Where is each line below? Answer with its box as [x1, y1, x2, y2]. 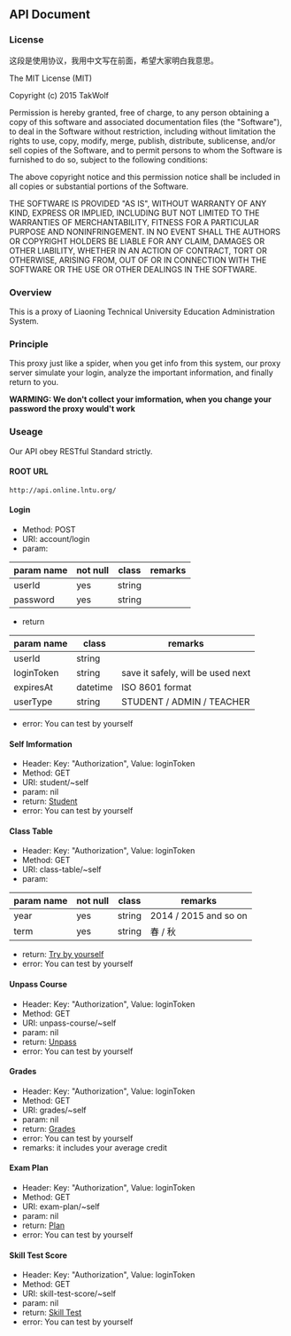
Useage [9, 426, 43, 438]
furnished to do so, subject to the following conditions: [9, 154, 208, 165]
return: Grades [21, 1123, 76, 1134]
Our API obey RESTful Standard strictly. [9, 445, 153, 456]
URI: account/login [21, 533, 90, 544]
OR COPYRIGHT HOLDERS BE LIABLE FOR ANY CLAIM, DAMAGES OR [9, 235, 265, 247]
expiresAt [13, 680, 53, 693]
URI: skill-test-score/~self [21, 1288, 117, 1299]
